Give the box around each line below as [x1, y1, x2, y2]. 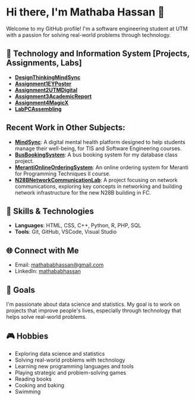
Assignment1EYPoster [14, 80, 72, 87]
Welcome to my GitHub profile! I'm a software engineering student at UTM [6, 25, 188, 32]
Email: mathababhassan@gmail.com [14, 261, 104, 268]
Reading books [14, 375, 52, 383]
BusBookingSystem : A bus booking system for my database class [14, 151, 178, 158]
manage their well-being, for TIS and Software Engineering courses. [14, 145, 182, 152]
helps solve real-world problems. [6, 314, 87, 320]
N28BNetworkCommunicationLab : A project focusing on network [14, 176, 178, 183]
